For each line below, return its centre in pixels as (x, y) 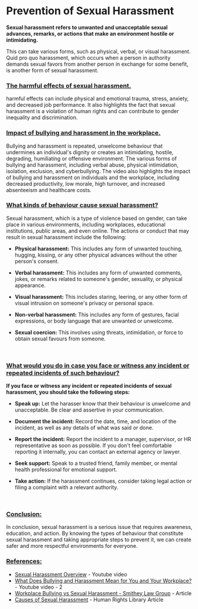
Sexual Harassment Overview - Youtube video (71, 574)
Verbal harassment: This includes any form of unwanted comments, (98, 272)
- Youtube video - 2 (39, 587)
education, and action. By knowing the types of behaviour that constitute (95, 533)
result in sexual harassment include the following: (66, 237)
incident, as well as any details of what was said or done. (84, 428)
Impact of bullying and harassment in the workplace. (83, 133)
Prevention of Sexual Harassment (90, 11)
